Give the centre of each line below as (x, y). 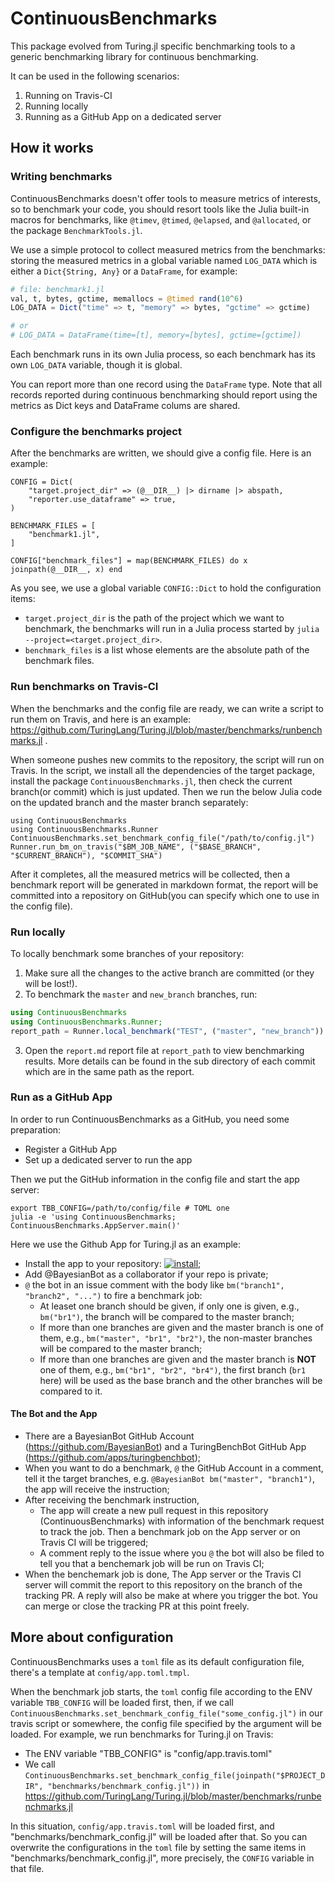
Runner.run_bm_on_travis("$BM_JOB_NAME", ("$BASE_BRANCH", (136, 847)
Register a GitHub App (71, 1149)
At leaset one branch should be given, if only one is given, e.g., (169, 1306)
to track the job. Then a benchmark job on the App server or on (170, 1532)
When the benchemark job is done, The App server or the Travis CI (163, 1574)
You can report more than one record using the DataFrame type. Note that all (166, 384)
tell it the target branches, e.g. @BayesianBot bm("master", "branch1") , (170, 1479)
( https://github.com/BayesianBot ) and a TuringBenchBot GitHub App (165, 1447)
